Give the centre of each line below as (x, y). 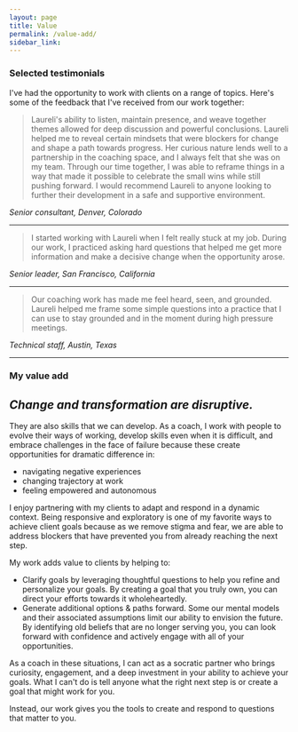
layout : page (33, 17)
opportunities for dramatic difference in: (82, 455)
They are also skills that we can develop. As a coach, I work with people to (145, 426)
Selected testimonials (57, 74)
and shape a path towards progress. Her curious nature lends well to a (159, 147)
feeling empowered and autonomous (89, 490)
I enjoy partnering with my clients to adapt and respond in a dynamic (134, 508)
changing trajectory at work (73, 481)
